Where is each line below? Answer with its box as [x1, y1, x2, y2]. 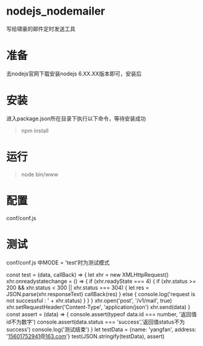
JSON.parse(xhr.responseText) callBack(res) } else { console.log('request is [6, 290, 196, 297]
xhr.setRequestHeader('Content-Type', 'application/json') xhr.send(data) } [6, 303, 191, 311]
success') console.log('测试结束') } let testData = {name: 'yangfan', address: [6, 325, 197, 333]
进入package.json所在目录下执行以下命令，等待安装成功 [6, 114, 147, 122]
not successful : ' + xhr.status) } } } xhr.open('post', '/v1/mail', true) [6, 297, 173, 304]
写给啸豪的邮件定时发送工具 [6, 25, 76, 32]
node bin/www [21, 170, 59, 178]
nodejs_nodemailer [6, 4, 105, 18]
